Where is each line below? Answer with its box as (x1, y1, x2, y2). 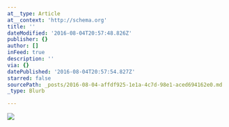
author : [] (7, 42, 39, 49)
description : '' (7, 56, 54, 62)
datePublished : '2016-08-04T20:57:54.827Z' (7, 68, 136, 75)
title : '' (7, 23, 36, 30)
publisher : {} (7, 36, 49, 43)
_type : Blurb (7, 87, 45, 94)
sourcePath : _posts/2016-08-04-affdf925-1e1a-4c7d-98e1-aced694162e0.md (7, 81, 223, 88)
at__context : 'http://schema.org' (7, 17, 108, 24)
